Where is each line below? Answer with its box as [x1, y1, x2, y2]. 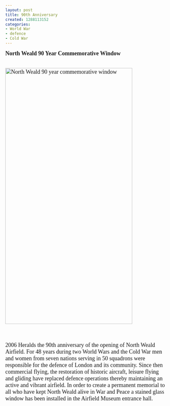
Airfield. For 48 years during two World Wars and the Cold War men [5, 348, 162, 355]
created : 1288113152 [5, 17, 49, 22]
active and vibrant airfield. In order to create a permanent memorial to [5, 382, 165, 389]
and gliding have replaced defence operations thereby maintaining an [5, 375, 163, 382]
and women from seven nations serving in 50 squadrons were [5, 355, 146, 362]
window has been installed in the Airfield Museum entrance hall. [5, 395, 153, 402]
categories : [5, 21, 30, 27]
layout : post [5, 7, 33, 13]
